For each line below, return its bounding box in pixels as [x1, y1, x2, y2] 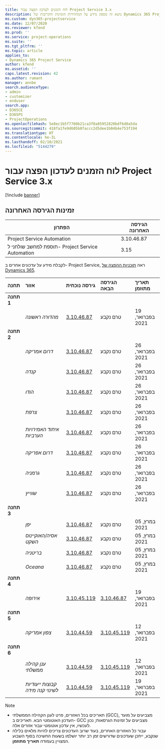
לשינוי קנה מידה [25, 687, 58, 694]
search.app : [5, 103, 29, 108]
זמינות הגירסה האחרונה [5, 206, 75, 215]
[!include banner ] [5, 192, 40, 198]
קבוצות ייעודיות [25, 681, 57, 688]
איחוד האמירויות [25, 426, 59, 433]
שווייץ [25, 490, 37, 497]
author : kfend [5, 62, 34, 67]
